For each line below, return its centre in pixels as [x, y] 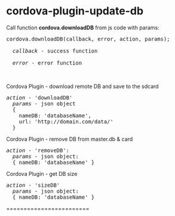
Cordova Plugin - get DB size [42, 174]
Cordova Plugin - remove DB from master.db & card [70, 139]
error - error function [47, 63]
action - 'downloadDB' [39, 98]
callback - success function [55, 51]
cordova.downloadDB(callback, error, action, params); [88, 39]
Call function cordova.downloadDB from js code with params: [83, 28]
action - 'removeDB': [38, 150]
